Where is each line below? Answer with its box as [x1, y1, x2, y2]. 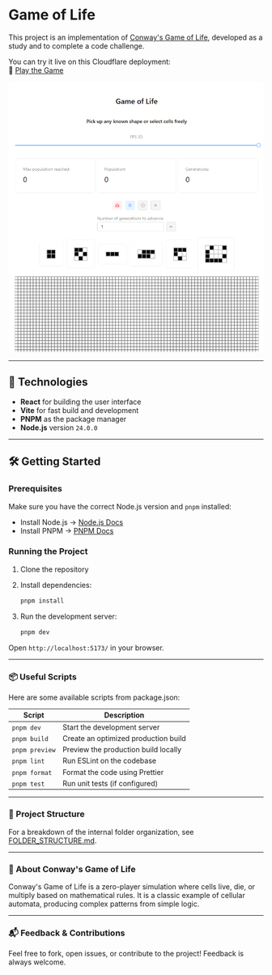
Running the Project [8, 546, 88, 557]
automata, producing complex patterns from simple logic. [8, 899, 200, 909]
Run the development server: [19, 611, 117, 621]
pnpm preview [11, 747, 56, 755]
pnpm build [11, 734, 49, 743]
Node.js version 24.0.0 [19, 423, 98, 432]
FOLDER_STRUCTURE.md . [8, 836, 97, 845]
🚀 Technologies [8, 375, 88, 390]
